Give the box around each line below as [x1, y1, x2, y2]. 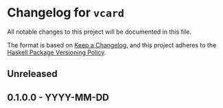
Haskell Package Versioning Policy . [7, 48, 106, 56]
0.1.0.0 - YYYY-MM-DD [7, 91, 110, 103]
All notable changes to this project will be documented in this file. [7, 28, 192, 36]
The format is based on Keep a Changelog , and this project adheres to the [7, 41, 217, 49]
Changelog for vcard [7, 5, 125, 21]
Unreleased [7, 68, 58, 80]
